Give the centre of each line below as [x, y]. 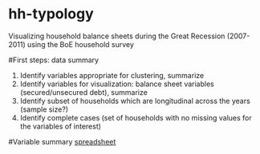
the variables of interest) [61, 126]
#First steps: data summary [53, 60]
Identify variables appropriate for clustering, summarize [112, 75]
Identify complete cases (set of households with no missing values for [136, 117]
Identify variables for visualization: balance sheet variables [117, 84]
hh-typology [51, 14]
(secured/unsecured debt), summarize [84, 92]
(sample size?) [44, 109]
